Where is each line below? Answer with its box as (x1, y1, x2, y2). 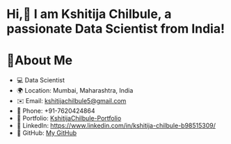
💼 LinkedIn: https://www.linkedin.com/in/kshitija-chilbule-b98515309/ (16, 121, 216, 130)
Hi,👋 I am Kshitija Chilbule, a (6, 6, 172, 22)
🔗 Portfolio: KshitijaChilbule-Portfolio (16, 114, 122, 123)
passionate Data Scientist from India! (6, 21, 225, 37)
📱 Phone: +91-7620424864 (16, 107, 95, 115)
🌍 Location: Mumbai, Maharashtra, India (16, 87, 134, 95)
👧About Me (6, 53, 73, 69)
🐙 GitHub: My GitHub (16, 129, 77, 137)
